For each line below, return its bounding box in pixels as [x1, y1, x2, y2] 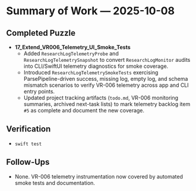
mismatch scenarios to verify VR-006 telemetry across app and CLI [23, 82, 189, 89]
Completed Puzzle [6, 28, 76, 38]
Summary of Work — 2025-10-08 [6, 4, 175, 18]
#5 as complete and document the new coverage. [23, 107, 144, 114]
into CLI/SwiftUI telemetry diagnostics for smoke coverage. [23, 62, 169, 70]
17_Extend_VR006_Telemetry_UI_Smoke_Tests [14, 43, 131, 51]
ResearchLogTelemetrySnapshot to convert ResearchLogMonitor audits [23, 57, 191, 63]
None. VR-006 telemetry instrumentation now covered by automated [14, 173, 183, 180]
